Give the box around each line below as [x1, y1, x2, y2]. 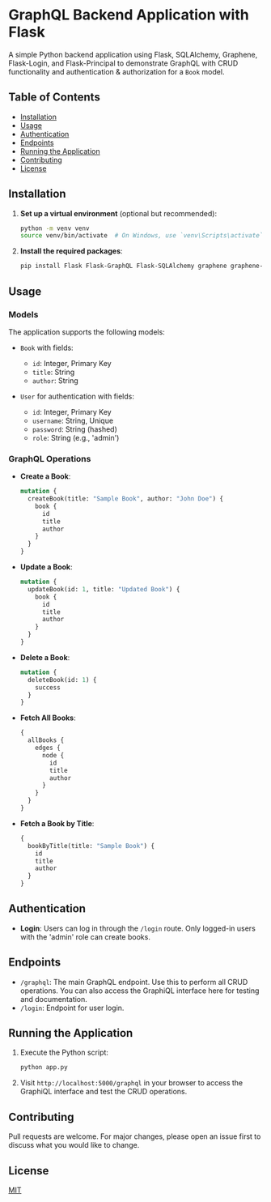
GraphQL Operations [8, 453, 91, 464]
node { [41, 751, 65, 759]
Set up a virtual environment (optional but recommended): [19, 208, 217, 218]
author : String [32, 375, 78, 386]
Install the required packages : [19, 246, 123, 256]
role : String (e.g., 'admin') [32, 433, 120, 442]
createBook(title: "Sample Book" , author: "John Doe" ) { [28, 495, 224, 503]
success [35, 683, 61, 692]
